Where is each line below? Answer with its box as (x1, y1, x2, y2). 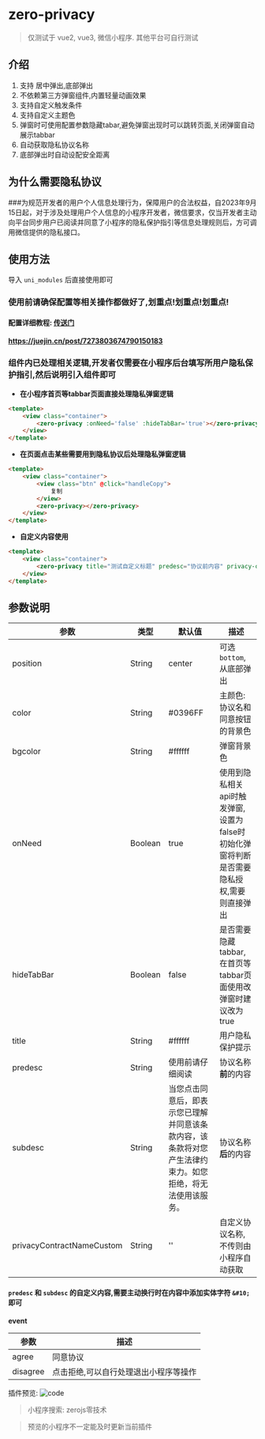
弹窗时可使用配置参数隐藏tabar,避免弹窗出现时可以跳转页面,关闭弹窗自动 (19, 120, 255, 130)
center (168, 658, 193, 669)
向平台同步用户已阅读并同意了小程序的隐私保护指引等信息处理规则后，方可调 (8, 217, 257, 227)
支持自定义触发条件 (19, 100, 83, 110)
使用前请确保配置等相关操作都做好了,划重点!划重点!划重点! (8, 296, 230, 308)
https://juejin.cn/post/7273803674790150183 (8, 336, 163, 346)
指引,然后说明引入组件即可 (16, 369, 117, 380)
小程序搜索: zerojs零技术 (27, 1405, 107, 1414)
